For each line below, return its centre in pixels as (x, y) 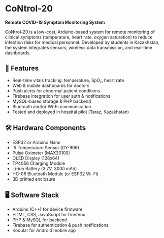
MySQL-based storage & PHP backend (51, 101)
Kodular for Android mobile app (44, 231)
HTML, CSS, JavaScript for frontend (49, 215)
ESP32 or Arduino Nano (36, 142)
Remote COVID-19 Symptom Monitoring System (55, 22)
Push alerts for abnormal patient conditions (56, 91)
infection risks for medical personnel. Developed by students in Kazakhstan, (82, 42)
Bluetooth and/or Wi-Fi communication (51, 106)
